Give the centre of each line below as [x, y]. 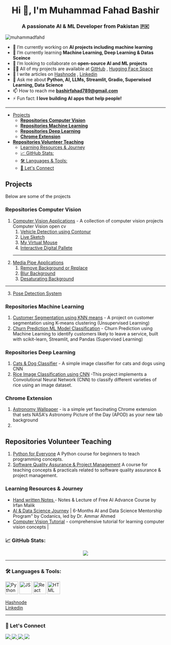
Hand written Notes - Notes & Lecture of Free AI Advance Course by [84, 500]
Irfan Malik [24, 505]
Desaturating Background [47, 278]
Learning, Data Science [38, 85]
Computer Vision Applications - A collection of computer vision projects [88, 220]
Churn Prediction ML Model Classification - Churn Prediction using [82, 328]
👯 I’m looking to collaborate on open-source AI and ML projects [80, 64]
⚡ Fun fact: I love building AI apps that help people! [67, 98]
